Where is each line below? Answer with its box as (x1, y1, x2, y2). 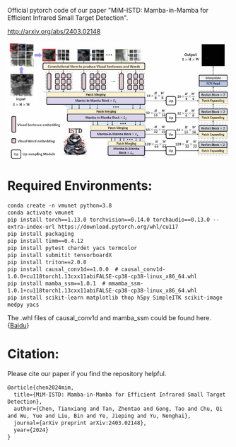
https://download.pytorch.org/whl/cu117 (57, 223, 179, 230)
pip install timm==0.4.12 (7, 237, 83, 244)
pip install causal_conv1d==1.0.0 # (7, 266, 119, 273)
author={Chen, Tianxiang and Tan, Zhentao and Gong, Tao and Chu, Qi (13, 405, 223, 412)
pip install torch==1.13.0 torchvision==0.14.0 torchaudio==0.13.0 (7, 216, 211, 223)
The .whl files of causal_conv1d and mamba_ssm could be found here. (7, 313, 212, 322)
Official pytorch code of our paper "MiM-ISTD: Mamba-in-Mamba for (7, 6, 208, 14)
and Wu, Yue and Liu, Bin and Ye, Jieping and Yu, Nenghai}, (7, 412, 191, 419)
